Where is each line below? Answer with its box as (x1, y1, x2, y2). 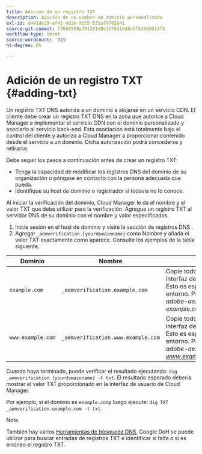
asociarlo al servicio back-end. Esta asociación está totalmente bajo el (6, 125, 181, 132)
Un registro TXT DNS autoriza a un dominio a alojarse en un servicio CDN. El (6, 106, 195, 113)
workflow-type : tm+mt (6, 31, 61, 37)
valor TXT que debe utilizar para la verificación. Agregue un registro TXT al (6, 205, 192, 213)
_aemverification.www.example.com (61, 334, 161, 341)
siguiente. (14, 242, 40, 250)
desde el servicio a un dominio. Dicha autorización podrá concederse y (6, 138, 183, 145)
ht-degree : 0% (6, 43, 42, 49)
